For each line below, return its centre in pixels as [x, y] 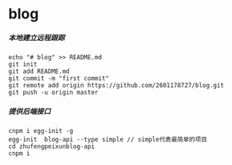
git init [23, 65]
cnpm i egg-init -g [41, 131]
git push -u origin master [53, 93]
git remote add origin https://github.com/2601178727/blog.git [116, 86]
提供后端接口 [29, 111]
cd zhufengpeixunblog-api [51, 147]
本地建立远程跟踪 [37, 38]
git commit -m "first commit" [59, 78]
